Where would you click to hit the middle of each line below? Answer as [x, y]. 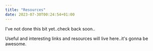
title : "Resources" [25, 10]
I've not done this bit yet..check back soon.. [50, 28]
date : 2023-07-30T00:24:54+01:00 [40, 14]
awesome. [16, 43]
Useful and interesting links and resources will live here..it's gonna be [77, 38]
